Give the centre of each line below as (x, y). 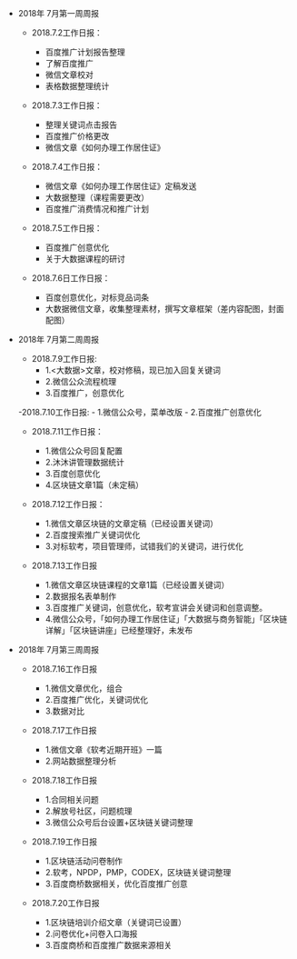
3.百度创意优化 (73, 474)
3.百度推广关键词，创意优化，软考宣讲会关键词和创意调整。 (156, 608)
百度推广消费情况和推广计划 (97, 209)
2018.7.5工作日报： (67, 228)
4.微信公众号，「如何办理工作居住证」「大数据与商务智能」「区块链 (166, 619)
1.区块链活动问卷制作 (84, 861)
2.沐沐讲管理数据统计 (84, 462)
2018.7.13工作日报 (64, 565)
